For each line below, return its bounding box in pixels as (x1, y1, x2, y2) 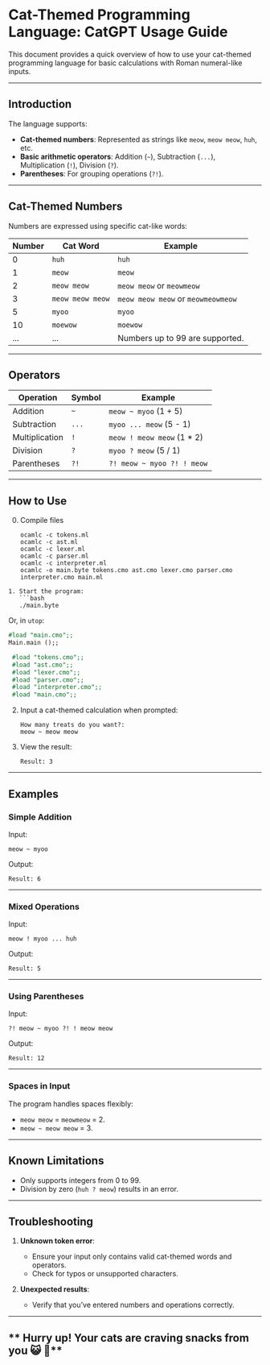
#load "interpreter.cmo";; (11, 683, 103, 691)
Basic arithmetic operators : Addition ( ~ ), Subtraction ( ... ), (19, 151, 216, 161)
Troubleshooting (8, 1214, 94, 1228)
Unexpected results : (19, 1284, 90, 1294)
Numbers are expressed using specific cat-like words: (8, 221, 187, 230)
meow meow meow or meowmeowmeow (117, 292, 237, 304)
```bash (18, 595, 45, 603)
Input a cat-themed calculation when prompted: (19, 705, 178, 715)
